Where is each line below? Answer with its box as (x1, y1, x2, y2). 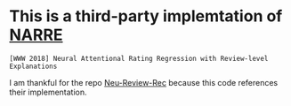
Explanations (9, 62, 58, 71)
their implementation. (9, 87, 87, 97)
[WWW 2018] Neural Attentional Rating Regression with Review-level (9, 54, 269, 63)
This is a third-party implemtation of (9, 6, 283, 26)
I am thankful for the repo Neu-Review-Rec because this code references (9, 77, 279, 87)
